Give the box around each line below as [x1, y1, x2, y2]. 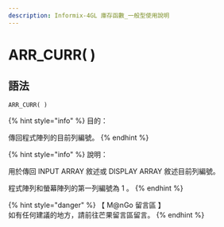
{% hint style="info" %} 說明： [8, 149, 109, 159]
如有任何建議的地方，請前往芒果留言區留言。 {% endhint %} [8, 210, 205, 219]
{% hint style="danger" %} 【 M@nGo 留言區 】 [8, 200, 165, 210]
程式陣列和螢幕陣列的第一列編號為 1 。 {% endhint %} [8, 183, 184, 193]
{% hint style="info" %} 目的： [8, 116, 109, 125]
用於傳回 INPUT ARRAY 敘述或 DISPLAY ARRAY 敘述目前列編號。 [8, 166, 220, 175]
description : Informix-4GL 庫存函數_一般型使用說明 [8, 11, 170, 20]
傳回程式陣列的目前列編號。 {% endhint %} [8, 133, 149, 142]
